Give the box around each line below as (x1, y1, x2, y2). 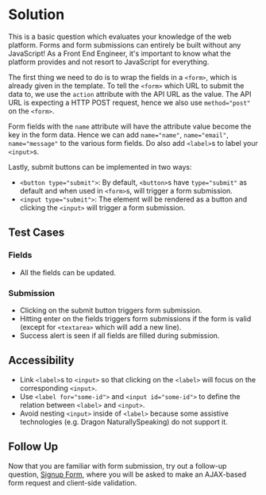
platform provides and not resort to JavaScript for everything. (8, 57, 210, 67)
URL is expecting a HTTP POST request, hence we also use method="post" (8, 98, 251, 107)
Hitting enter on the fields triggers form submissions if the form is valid (19, 313, 252, 323)
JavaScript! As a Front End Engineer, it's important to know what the (8, 48, 232, 58)
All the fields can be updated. (19, 267, 117, 277)
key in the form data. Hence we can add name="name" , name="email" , (8, 129, 229, 140)
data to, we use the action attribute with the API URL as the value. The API (8, 89, 252, 98)
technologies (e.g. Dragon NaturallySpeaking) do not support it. (19, 416, 228, 426)
